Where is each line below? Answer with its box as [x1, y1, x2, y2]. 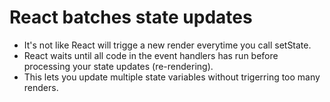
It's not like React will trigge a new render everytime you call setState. [23, 39, 312, 51]
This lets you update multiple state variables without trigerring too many [23, 71, 321, 83]
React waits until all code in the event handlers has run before [23, 49, 279, 61]
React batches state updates [9, 6, 253, 29]
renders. [23, 81, 59, 93]
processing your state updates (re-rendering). [23, 60, 214, 72]
